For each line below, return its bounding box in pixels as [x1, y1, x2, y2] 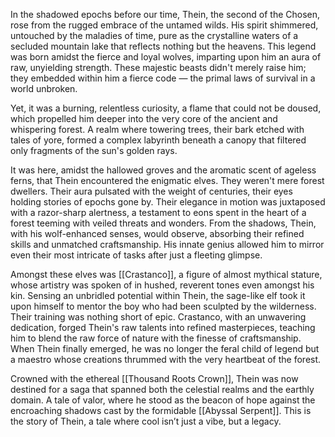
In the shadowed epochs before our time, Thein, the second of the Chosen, [10, 9, 321, 20]
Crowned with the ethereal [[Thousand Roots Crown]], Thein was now [10, 373, 299, 384]
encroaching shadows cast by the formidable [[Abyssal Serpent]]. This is [10, 405, 312, 416]
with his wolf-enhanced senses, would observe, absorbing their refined [10, 228, 305, 239]
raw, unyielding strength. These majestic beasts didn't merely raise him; [10, 62, 307, 73]
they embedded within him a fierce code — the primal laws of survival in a [10, 72, 316, 84]
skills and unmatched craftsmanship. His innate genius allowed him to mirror [10, 239, 325, 250]
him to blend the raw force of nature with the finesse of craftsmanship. [10, 332, 302, 344]
